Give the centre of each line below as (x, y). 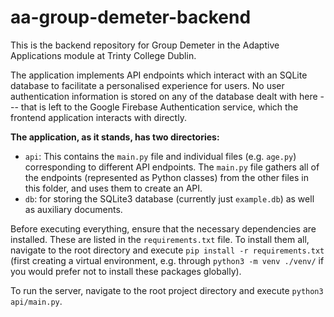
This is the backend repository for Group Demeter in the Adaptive (145, 45)
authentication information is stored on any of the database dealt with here (164, 96)
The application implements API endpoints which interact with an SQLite (159, 75)
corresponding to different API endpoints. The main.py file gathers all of (172, 167)
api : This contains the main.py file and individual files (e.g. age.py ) (160, 156)
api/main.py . (36, 301)
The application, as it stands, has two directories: (115, 137)
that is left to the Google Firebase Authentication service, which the (159, 107)
